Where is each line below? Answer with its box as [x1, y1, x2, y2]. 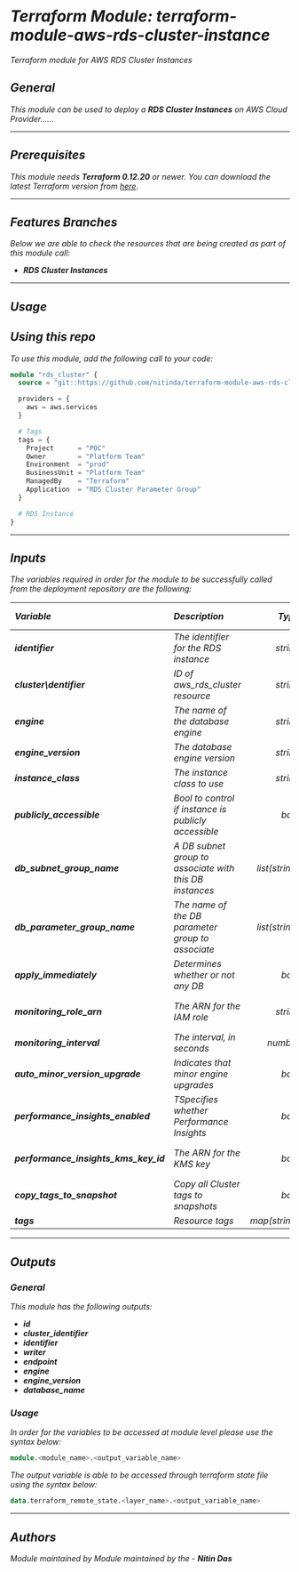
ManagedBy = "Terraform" [26, 477, 130, 486]
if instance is [173, 803, 227, 816]
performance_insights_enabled [14, 1110, 150, 1123]
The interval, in [173, 1031, 236, 1044]
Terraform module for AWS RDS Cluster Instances [10, 54, 193, 65]
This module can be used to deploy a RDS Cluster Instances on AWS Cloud [10, 104, 287, 115]
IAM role [173, 1012, 209, 1024]
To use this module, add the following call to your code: [10, 353, 214, 364]
